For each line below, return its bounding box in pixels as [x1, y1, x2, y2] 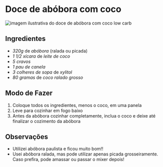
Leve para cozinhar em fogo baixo [12, 107, 83, 113]
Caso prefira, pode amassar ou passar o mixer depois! [12, 156, 124, 162]
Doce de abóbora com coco [5, 3, 121, 15]
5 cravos [12, 58, 31, 64]
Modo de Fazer [5, 89, 53, 97]
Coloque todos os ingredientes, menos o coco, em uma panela [12, 102, 142, 108]
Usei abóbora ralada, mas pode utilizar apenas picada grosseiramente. [12, 151, 158, 157]
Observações [5, 132, 48, 141]
